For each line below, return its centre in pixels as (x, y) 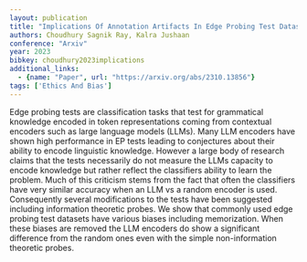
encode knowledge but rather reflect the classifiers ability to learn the (141, 170)
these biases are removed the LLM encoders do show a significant (135, 228)
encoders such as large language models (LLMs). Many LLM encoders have (152, 131)
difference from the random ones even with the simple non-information (143, 237)
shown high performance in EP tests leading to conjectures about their (142, 141)
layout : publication (49, 18)
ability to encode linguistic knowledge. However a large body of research (147, 151)
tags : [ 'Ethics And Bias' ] (61, 86)
